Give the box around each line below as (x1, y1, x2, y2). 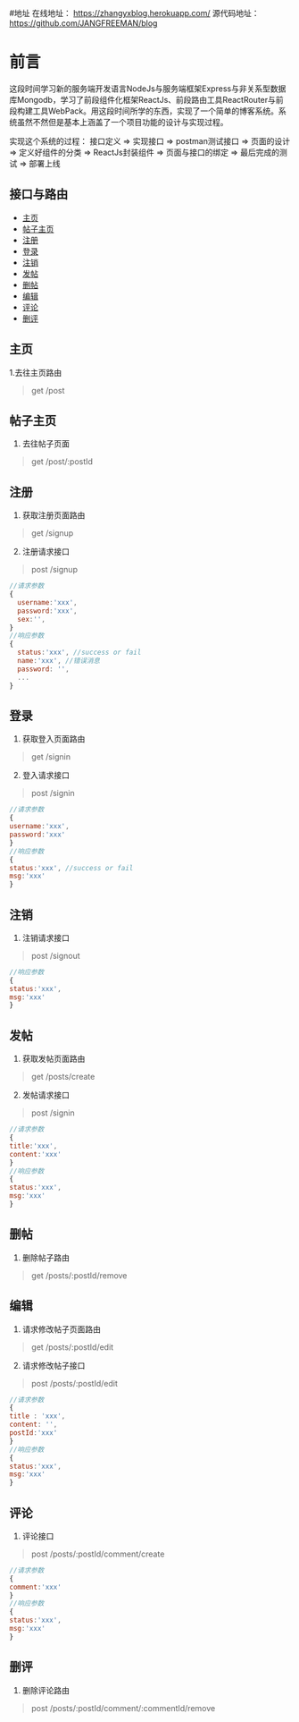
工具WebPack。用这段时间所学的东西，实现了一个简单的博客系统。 (32, 106, 279, 116)
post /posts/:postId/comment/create (30, 1548, 165, 1559)
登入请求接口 (21, 770, 70, 781)
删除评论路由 (21, 1684, 70, 1695)
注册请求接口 (21, 547, 70, 557)
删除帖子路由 (21, 1251, 70, 1263)
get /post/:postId (30, 456, 94, 467)
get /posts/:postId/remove (30, 1269, 128, 1281)
